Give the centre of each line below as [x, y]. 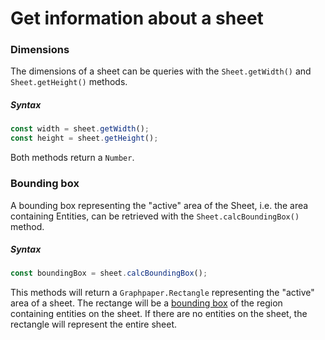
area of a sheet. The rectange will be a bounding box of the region [146, 303]
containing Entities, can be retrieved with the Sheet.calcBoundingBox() [155, 216]
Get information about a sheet [137, 18]
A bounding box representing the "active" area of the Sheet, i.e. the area [159, 205]
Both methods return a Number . [72, 158]
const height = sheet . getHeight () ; [84, 138]
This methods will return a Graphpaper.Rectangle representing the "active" [162, 293]
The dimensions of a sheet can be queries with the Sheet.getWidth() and [161, 71]
